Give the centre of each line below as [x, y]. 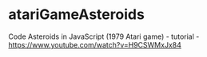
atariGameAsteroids [77, 15]
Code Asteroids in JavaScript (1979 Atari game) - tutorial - [104, 36]
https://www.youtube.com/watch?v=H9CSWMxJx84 [95, 44]
